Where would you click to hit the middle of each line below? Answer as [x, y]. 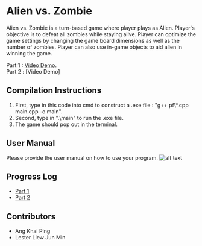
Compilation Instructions [54, 91]
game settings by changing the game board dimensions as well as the [93, 40]
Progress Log [32, 176]
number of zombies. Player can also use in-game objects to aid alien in [94, 47]
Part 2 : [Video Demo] [33, 71]
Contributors [31, 216]
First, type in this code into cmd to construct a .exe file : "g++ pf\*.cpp [102, 105]
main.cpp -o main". [39, 111]
